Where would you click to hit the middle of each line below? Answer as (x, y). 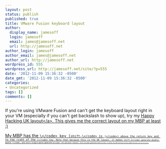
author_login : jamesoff (30, 51)
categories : (17, 83)
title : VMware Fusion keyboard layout (45, 23)
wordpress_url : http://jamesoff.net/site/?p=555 (56, 69)
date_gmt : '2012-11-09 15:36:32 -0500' (46, 78)
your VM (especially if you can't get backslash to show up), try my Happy (80, 116)
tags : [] (14, 92)
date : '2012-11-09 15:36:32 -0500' (42, 74)
